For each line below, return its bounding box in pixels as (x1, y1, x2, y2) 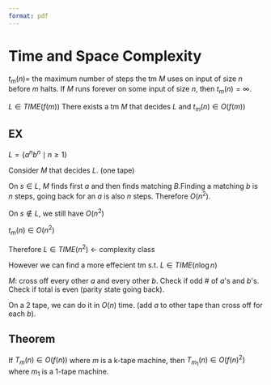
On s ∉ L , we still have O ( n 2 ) (8, 207, 105, 218)
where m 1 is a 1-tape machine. (8, 366, 109, 379)
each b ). (8, 309, 36, 319)
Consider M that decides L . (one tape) (8, 165, 135, 175)
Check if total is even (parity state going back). (8, 284, 165, 294)
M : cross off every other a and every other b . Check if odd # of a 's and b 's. (8, 276, 260, 285)
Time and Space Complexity (8, 46, 202, 65)
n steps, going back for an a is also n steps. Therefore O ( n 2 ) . (8, 190, 211, 201)
